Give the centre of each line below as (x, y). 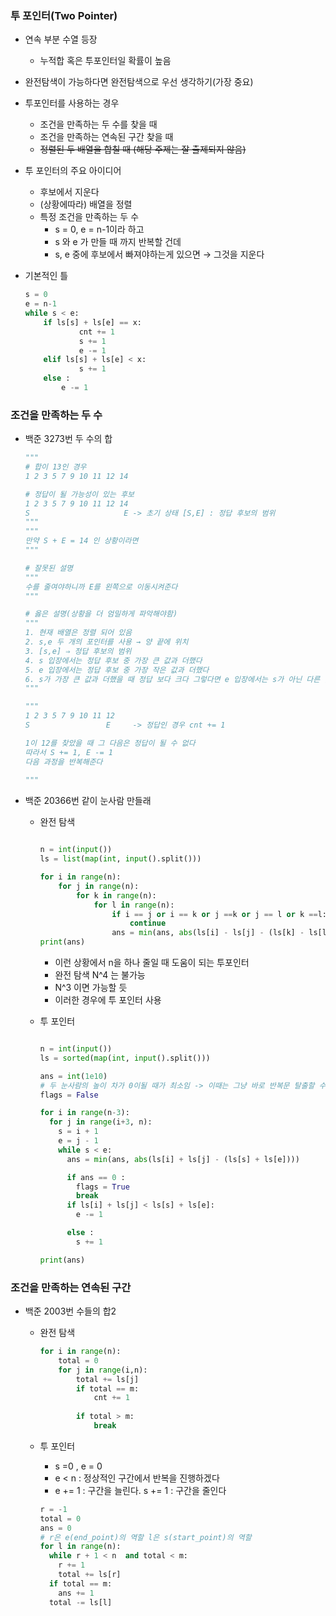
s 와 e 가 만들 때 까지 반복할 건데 (118, 242)
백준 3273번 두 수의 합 (68, 439)
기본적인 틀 (46, 276)
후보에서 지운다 (69, 192)
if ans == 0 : (96, 1177)
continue (148, 923)
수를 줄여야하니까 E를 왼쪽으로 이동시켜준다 (101, 587)
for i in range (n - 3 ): (84, 1113)
